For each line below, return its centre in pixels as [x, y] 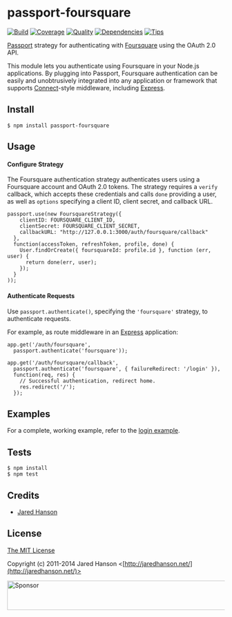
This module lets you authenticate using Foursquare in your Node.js [103, 66]
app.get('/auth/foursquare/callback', [63, 363]
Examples [29, 414]
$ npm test [23, 474]
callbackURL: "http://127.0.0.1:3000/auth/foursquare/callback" [114, 233]
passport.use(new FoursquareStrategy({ [65, 214]
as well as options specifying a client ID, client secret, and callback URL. [110, 202]
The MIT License [31, 550]
